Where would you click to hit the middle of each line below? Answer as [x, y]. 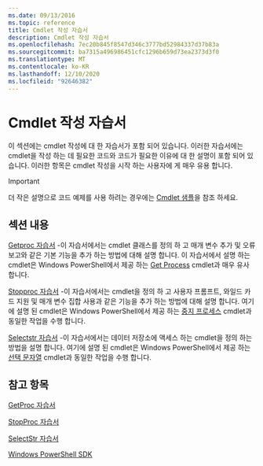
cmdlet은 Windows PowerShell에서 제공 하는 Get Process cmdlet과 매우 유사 [129, 265]
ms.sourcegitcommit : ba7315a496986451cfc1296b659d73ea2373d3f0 [114, 52]
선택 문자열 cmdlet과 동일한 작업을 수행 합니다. [80, 357]
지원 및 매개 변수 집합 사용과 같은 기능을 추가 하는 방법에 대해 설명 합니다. [128, 301]
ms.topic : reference [42, 23]
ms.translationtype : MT [47, 60]
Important [24, 181]
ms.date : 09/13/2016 [42, 15]
